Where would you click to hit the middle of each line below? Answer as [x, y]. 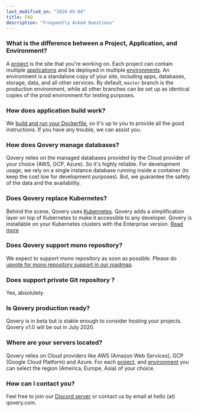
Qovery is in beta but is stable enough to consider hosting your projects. [94, 321]
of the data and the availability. [43, 183]
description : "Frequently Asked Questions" [61, 22]
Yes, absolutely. [25, 293]
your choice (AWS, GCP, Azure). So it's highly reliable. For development [93, 164]
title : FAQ [20, 17]
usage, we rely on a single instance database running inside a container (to [98, 170]
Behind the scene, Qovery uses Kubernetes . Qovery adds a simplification [95, 211]
